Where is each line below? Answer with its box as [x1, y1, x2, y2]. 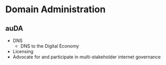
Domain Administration [5, 4, 106, 15]
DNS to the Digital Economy [20, 43, 79, 49]
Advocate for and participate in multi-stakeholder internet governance [12, 54, 161, 60]
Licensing [12, 49, 34, 54]
